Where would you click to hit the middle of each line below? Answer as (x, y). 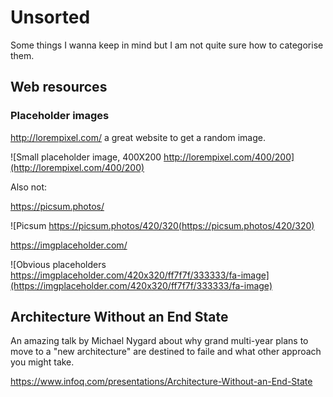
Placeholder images (60, 116)
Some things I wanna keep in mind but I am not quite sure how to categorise (167, 45)
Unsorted (50, 17)
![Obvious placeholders (58, 264)
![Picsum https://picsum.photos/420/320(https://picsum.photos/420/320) (162, 225)
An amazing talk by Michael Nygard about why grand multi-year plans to (159, 341)
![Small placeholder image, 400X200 (86, 157)
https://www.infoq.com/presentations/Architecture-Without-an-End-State (161, 382)
